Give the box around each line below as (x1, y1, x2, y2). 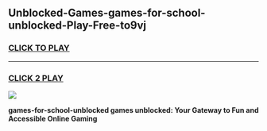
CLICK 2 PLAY (8, 72, 64, 83)
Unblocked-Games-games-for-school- (8, 6, 206, 20)
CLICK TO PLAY (8, 43, 70, 54)
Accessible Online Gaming (8, 114, 98, 123)
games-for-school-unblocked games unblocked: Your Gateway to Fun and (8, 105, 259, 114)
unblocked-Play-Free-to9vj (8, 19, 147, 33)
